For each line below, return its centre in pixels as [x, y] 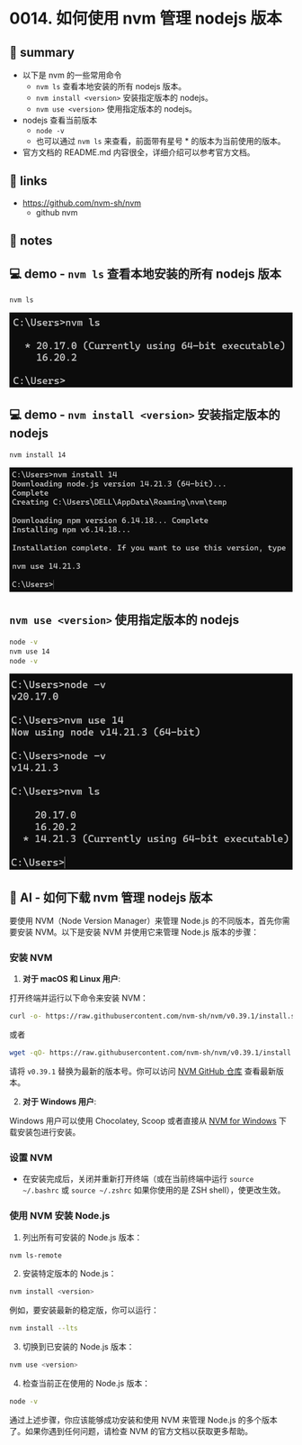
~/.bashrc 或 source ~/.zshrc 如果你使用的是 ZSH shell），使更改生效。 [154, 1190]
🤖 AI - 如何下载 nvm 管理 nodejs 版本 [111, 897]
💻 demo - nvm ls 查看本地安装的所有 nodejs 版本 [145, 274]
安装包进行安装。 [49, 1132]
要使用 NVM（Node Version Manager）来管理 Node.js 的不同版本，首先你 [146, 920]
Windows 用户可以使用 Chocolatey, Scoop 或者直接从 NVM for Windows [143, 1120]
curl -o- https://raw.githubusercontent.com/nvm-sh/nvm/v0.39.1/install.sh [154, 1016]
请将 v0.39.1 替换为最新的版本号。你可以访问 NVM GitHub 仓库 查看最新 [143, 1071]
